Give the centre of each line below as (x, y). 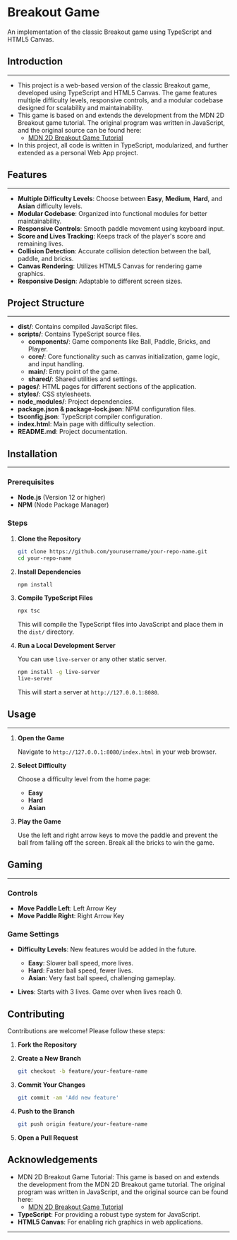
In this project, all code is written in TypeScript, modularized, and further (123, 145)
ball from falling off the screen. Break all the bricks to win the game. (116, 842)
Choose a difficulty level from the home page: (84, 779)
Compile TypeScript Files (55, 598)
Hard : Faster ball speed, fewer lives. (80, 970)
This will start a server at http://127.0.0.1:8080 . (88, 692)
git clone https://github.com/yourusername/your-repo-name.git (113, 551)
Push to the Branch (46, 1111)
